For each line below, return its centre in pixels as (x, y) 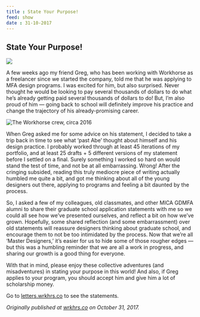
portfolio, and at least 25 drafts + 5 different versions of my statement (92, 153)
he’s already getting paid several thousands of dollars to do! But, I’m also (96, 98)
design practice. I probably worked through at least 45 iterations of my (93, 147)
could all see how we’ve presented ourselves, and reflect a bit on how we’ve (100, 215)
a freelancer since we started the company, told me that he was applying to (99, 79)
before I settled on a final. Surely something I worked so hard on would (93, 160)
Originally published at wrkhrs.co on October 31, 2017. (73, 307)
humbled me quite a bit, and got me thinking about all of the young (88, 179)
